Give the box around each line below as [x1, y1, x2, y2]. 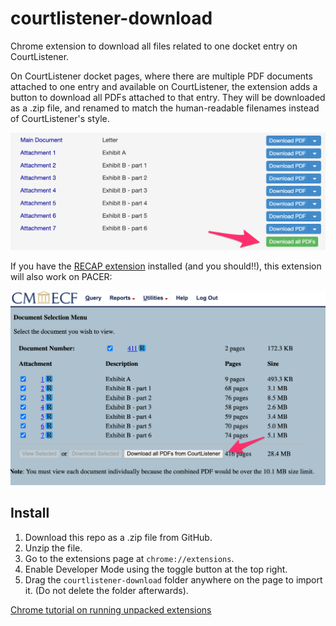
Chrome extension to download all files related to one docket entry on [10, 40, 298, 52]
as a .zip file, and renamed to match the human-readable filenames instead [10, 102, 320, 114]
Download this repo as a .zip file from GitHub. [24, 531, 213, 543]
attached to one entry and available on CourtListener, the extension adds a [10, 80, 318, 92]
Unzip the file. [24, 542, 83, 554]
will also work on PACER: [10, 271, 113, 283]
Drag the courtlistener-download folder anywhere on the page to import [24, 573, 323, 586]
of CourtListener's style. [10, 112, 110, 124]
